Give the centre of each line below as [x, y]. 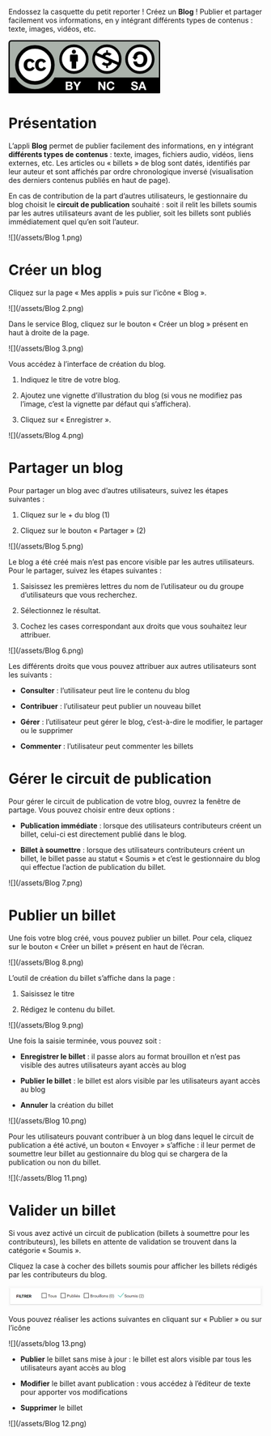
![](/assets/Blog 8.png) [46, 962]
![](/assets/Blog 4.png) [46, 435]
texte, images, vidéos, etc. [52, 29]
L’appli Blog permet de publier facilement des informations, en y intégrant [131, 146]
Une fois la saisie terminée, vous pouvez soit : [85, 1041]
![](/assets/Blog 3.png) [46, 348]
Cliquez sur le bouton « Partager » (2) [83, 531]
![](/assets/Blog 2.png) [46, 308]
